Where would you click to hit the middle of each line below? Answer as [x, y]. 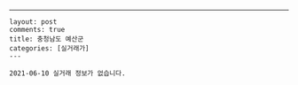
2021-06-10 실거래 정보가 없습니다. [67, 73]
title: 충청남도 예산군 [47, 39]
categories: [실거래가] [49, 49]
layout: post [33, 22]
